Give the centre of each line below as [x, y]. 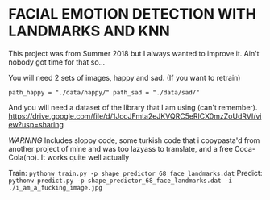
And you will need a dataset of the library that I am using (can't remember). [133, 107]
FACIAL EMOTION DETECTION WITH [132, 14]
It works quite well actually [85, 157]
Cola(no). [24, 157]
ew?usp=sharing [36, 124]
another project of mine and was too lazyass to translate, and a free [121, 148]
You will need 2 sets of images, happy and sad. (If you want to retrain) [125, 77]
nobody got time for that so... [57, 62]
